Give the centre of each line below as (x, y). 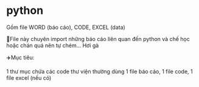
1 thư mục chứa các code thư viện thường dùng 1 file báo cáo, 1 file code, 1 (100, 71)
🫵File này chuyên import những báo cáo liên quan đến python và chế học (98, 39)
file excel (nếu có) (29, 78)
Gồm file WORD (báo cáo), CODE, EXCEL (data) (66, 27)
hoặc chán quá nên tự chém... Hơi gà (53, 45)
